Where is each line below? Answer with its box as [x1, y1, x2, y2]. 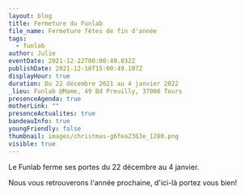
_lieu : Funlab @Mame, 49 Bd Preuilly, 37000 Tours [8, 87, 183, 95]
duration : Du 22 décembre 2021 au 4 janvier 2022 [8, 79, 180, 87]
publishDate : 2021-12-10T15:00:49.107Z [8, 65, 143, 73]
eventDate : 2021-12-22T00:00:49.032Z [8, 57, 136, 66]
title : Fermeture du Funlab [8, 19, 103, 28]
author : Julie [8, 49, 57, 57]
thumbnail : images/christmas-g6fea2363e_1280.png [8, 132, 180, 140]
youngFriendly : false [8, 125, 82, 133]
